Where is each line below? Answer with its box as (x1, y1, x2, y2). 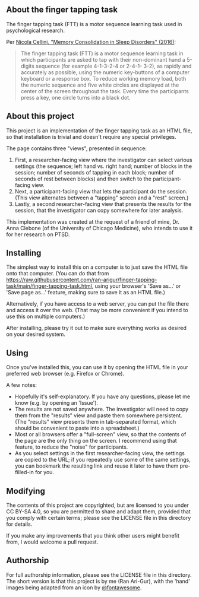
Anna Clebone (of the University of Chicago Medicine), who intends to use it (6, 224, 193, 231)
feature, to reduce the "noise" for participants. (14, 443, 128, 450)
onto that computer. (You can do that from (6, 270, 109, 277)
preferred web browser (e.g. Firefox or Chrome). (6, 370, 125, 377)
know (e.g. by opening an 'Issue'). (14, 399, 99, 407)
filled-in (14, 469, 34, 476)
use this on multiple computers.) (6, 313, 86, 320)
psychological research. (6, 27, 65, 34)
